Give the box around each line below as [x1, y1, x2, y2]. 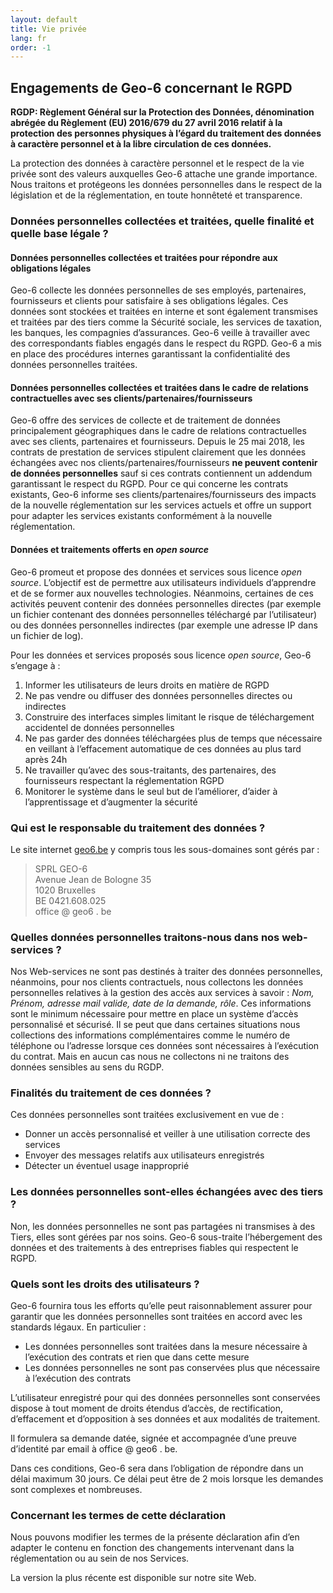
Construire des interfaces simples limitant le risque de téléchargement [24, 711, 315, 723]
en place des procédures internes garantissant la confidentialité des [10, 348, 291, 360]
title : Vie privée [10, 24, 87, 34]
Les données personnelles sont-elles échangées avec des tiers [10, 1185, 324, 1199]
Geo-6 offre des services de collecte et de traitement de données [10, 414, 281, 426]
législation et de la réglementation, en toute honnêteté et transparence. [10, 189, 303, 201]
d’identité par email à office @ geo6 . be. [10, 1443, 178, 1455]
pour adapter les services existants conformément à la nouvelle [10, 510, 273, 522]
